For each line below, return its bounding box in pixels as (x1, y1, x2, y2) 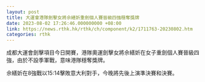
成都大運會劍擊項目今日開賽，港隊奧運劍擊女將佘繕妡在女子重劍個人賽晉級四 (6, 49, 199, 56)
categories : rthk (6, 32, 51, 38)
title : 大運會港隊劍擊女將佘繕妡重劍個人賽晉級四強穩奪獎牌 (6, 15, 140, 21)
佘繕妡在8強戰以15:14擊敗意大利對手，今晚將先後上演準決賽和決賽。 (6, 69, 178, 77)
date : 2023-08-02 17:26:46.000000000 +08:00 (6, 20, 122, 26)
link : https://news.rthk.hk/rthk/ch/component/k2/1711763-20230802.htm (6, 26, 193, 32)
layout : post (6, 9, 40, 15)
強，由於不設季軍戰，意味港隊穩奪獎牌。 (6, 56, 108, 64)
